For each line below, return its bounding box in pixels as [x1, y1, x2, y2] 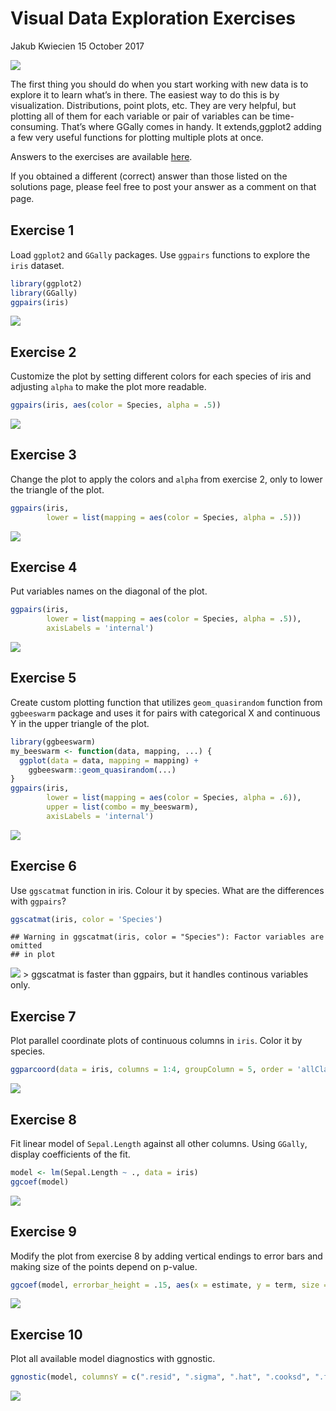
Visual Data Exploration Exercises [10, 7, 297, 30]
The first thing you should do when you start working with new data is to [10, 78, 309, 90]
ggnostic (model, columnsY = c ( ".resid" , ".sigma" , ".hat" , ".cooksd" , [10, 1372, 311, 1382]
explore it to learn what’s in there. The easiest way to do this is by [10, 88, 280, 101]
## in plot [10, 950, 56, 960]
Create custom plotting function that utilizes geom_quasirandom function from [10, 696, 323, 708]
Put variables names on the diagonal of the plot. [10, 585, 208, 597]
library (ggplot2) [10, 278, 83, 289]
